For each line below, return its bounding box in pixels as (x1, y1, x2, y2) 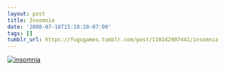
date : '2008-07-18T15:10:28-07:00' (7, 23, 112, 30)
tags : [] (7, 29, 33, 37)
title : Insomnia (7, 17, 55, 24)
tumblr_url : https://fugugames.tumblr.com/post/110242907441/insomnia (7, 36, 219, 43)
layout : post (7, 10, 46, 17)
